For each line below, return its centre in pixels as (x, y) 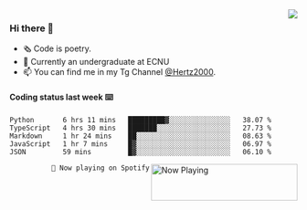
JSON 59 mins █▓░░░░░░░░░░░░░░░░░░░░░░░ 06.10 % (141, 152)
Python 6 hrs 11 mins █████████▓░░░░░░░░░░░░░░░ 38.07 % (141, 120)
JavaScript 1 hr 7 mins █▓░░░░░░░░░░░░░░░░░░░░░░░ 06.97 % (141, 144)
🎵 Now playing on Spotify (101, 168)
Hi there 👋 (32, 28)
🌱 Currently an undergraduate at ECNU (96, 62)
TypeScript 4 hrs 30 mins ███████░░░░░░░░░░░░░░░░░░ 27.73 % (141, 128)
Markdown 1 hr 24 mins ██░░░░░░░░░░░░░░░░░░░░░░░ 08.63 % (141, 136)
